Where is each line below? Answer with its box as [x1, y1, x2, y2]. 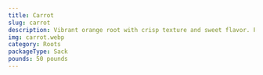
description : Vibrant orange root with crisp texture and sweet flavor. [8, 26, 250, 34]
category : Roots [8, 41, 61, 48]
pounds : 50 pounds [8, 55, 68, 63]
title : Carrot [8, 11, 55, 20]
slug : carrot [8, 19, 51, 27]
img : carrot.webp [8, 33, 65, 41]
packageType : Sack [8, 48, 68, 55]
